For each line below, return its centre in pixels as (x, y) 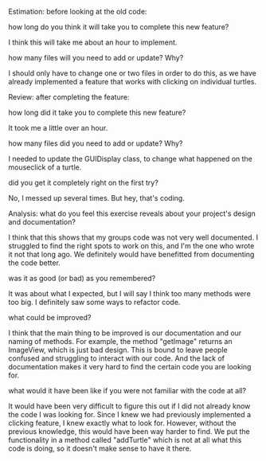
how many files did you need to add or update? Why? (96, 143)
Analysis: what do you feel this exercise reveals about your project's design (132, 213)
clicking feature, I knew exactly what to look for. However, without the (122, 423)
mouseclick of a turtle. (45, 167)
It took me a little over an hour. (58, 128)
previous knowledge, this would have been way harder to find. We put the (129, 432)
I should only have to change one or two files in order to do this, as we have (132, 73)
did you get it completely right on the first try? (84, 183)
